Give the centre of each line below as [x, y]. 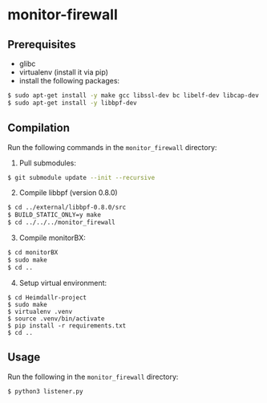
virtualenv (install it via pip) [64, 72]
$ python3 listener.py [45, 391]
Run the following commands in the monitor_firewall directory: [112, 147]
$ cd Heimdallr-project [47, 297]
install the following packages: [69, 81]
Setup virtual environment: [63, 283]
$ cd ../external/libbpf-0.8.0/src [67, 208]
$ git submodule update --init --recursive [81, 177]
